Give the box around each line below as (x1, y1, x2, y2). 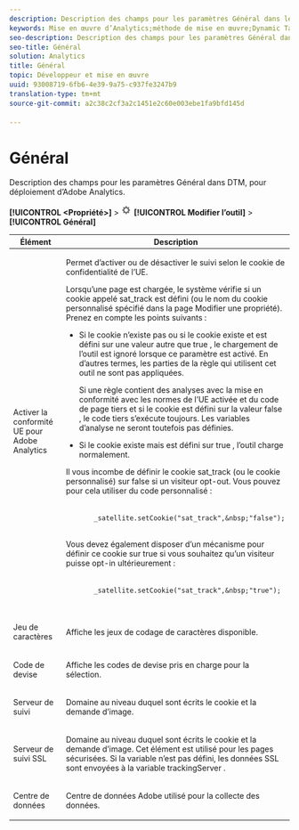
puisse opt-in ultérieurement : (65, 557, 176, 569)
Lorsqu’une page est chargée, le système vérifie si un (65, 284, 262, 295)
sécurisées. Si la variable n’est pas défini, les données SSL (65, 753, 279, 764)
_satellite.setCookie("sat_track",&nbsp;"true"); (93, 586, 282, 596)
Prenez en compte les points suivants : (65, 313, 207, 323)
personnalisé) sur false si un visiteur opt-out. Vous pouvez (65, 476, 281, 487)
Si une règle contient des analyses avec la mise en (78, 385, 264, 395)
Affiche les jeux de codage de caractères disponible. (65, 626, 258, 637)
